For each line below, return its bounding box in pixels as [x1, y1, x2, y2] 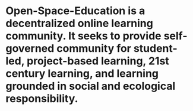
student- [133, 42, 178, 56]
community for [56, 42, 131, 56]
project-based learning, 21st [27, 54, 170, 68]
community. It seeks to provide [5, 30, 162, 43]
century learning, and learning [5, 67, 159, 80]
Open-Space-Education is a [5, 4, 145, 18]
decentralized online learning [5, 17, 154, 30]
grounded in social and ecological [5, 80, 176, 93]
